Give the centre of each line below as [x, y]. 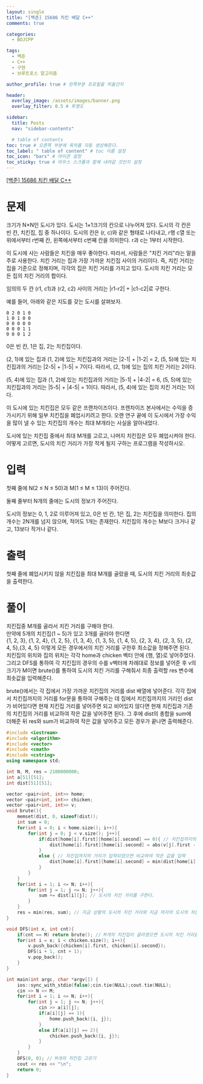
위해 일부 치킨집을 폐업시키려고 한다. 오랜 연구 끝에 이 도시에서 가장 [106, 415]
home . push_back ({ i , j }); [81, 1019]
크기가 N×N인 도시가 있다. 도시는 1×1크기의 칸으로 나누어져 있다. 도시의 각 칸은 [99, 224]
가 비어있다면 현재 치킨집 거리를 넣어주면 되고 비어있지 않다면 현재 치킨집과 [94, 706]
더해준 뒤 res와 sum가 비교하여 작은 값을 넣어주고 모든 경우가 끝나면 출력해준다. [100, 721]
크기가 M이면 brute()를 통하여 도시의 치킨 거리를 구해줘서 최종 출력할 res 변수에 [100, 670]
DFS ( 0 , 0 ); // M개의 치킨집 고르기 [57, 1059]
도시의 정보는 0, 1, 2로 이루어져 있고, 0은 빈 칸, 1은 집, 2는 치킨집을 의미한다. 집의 [101, 514]
